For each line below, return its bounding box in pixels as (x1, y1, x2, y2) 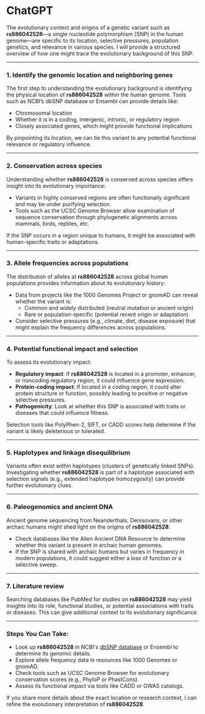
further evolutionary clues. (6, 481, 73, 489)
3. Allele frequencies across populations (6, 259, 129, 267)
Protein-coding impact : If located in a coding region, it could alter (15, 383, 182, 391)
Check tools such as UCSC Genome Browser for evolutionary (15, 669, 170, 677)
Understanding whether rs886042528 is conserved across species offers (6, 175, 193, 183)
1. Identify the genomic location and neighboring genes (6, 71, 173, 79)
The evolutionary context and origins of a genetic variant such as (6, 24, 170, 31)
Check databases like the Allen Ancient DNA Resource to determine (15, 535, 185, 542)
